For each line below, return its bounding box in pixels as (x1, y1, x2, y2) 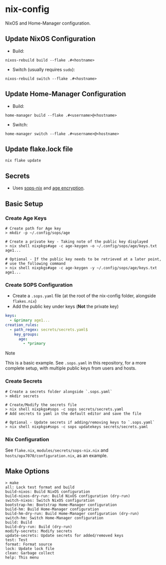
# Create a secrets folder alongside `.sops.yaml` (5, 389, 113, 394)
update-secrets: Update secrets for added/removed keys (5, 533, 124, 538)
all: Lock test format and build (5, 485, 75, 490)
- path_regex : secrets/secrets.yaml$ (9, 327, 88, 332)
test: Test (5, 537, 28, 542)
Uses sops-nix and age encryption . (12, 185, 85, 191)
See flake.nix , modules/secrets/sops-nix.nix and (5, 447, 109, 453)
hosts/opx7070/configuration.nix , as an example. (5, 452, 108, 458)
